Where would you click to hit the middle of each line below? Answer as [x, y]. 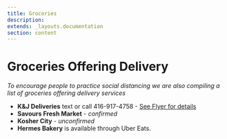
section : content [32, 33]
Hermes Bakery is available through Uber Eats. [84, 129]
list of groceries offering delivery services [67, 93]
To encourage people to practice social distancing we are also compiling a [113, 86]
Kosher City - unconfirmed [56, 121]
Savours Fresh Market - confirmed [67, 114]
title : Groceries [32, 13]
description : [26, 20]
